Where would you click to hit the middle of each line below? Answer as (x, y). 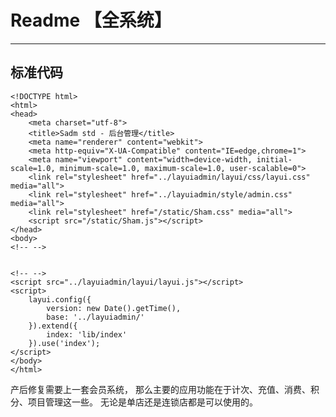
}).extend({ (53, 326)
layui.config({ (60, 299)
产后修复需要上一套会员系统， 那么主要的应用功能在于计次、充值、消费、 (160, 389)
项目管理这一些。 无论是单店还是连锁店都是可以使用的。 (142, 402)
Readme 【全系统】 (91, 20)
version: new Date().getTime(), (114, 308)
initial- (274, 159)
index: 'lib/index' (87, 334)
